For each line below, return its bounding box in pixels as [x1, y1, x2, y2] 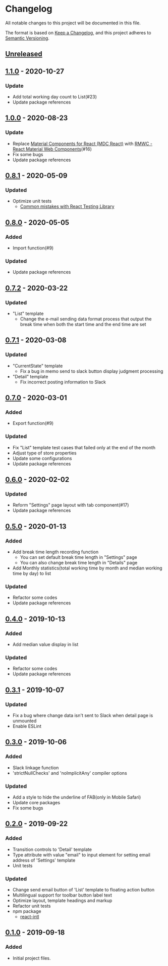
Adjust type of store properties [12, 450, 77, 456]
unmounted [12, 718, 37, 724]
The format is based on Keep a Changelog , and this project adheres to [5, 29, 151, 35]
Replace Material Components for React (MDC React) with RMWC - [12, 140, 153, 147]
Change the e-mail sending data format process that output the [20, 316, 152, 322]
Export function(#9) [12, 420, 54, 426]
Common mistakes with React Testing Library [20, 203, 115, 209]
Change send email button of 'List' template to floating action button [12, 887, 155, 893]
